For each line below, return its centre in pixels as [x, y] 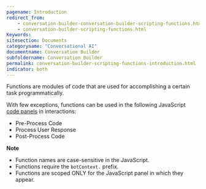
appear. [25, 180]
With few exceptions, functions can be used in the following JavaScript [96, 105]
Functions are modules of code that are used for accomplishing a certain [98, 87]
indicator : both [27, 69]
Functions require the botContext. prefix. [67, 167]
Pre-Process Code [39, 123]
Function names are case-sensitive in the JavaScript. [82, 160]
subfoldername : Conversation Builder [55, 58]
